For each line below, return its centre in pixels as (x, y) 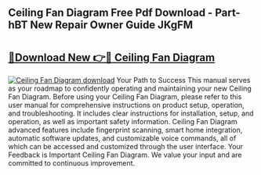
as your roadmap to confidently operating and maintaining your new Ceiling (130, 88)
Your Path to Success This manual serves (183, 80)
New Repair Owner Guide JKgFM (112, 25)
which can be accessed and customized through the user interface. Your (126, 146)
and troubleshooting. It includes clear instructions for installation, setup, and (131, 113)
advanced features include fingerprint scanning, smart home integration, (125, 130)
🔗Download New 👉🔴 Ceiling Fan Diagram (112, 57)
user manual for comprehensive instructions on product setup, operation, (126, 105)
